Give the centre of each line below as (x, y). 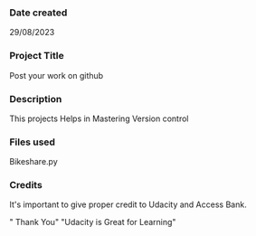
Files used (33, 142)
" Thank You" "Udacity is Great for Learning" (93, 222)
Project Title (37, 56)
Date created (38, 13)
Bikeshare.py (34, 162)
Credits (26, 185)
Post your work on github (57, 75)
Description (36, 99)
